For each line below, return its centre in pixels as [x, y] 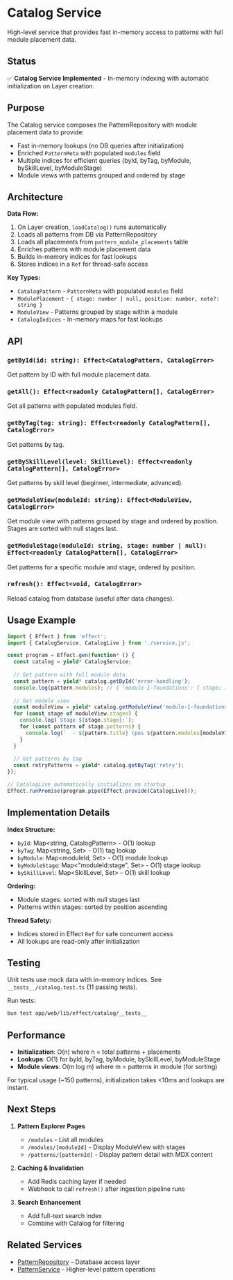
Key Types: [24, 278]
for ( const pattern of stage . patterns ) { [80, 727]
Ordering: [21, 886]
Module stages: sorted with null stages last [78, 899]
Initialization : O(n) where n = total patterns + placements [99, 1052]
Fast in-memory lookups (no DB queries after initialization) [101, 145]
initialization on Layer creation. [51, 86]
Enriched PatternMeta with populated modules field [89, 153]
